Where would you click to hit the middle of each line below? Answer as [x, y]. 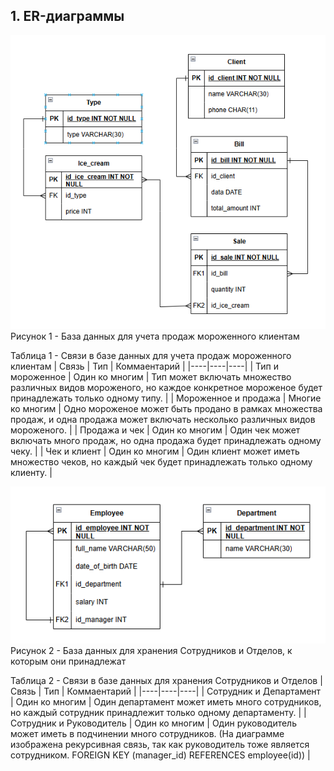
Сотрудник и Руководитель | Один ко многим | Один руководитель [153, 723]
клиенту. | [31, 473]
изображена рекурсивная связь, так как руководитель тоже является [160, 745]
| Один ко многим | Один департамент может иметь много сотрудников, [166, 702]
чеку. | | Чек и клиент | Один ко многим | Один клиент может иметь [155, 451]
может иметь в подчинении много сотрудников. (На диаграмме [147, 734]
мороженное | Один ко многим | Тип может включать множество [151, 377]
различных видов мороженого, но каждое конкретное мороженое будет [166, 388]
